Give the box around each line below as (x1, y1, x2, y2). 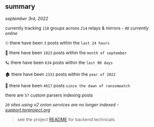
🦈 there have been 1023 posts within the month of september (5, 50, 127, 56)
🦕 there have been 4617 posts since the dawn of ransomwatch (5, 82, 130, 89)
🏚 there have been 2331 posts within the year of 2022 (5, 71, 116, 77)
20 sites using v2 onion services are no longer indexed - (5, 101, 119, 107)
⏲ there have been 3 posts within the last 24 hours (5, 40, 110, 46)
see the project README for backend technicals (17, 116, 115, 122)
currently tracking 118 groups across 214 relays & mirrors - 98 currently (5, 25, 149, 31)
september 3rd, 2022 (5, 15, 48, 21)
